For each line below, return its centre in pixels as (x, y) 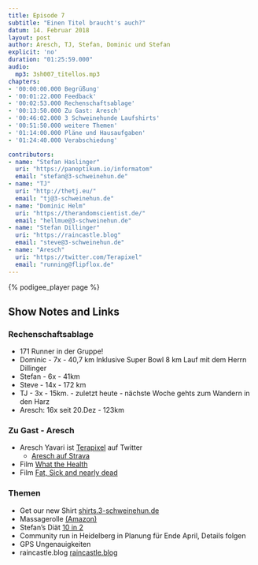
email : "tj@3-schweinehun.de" (64, 198)
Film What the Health (53, 464)
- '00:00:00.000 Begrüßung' (54, 89)
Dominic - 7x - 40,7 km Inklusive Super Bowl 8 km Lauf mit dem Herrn (133, 360)
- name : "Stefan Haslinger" (54, 162)
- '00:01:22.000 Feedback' (52, 96)
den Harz (35, 402)
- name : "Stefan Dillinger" (54, 228)
